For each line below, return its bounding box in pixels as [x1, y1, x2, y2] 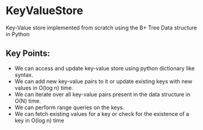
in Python [6, 30, 30, 37]
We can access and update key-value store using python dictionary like [14, 64, 195, 72]
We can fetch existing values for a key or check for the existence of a [14, 110, 190, 117]
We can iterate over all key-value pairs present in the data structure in [14, 90, 191, 98]
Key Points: [6, 48, 50, 59]
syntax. [14, 71, 34, 78]
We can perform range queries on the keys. [14, 104, 125, 111]
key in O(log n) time [14, 117, 65, 124]
